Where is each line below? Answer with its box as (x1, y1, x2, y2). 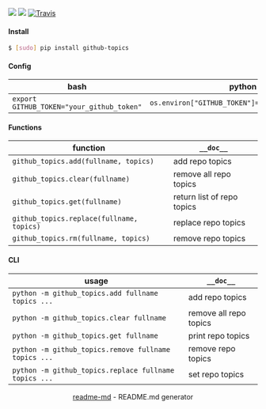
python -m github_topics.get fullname (12, 331, 158, 340)
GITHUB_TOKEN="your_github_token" (12, 103, 142, 112)
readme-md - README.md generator (72, 392, 194, 401)
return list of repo (173, 191, 238, 203)
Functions (8, 123, 42, 132)
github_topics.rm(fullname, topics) (12, 234, 150, 243)
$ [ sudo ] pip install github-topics (8, 44, 129, 52)
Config (8, 61, 32, 70)
